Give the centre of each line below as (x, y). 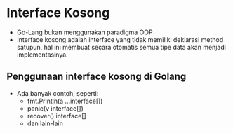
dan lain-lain (45, 123)
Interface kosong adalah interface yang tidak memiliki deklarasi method (120, 39)
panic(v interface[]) (55, 108)
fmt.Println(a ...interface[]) (65, 101)
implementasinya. (42, 55)
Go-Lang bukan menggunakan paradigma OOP (85, 32)
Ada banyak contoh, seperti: (58, 93)
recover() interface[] (57, 115)
